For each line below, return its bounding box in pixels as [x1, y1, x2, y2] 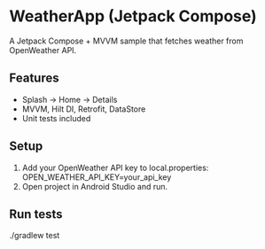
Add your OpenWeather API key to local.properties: [21, 162, 209, 173]
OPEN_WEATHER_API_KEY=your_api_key [21, 171, 172, 183]
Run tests [9, 206, 63, 222]
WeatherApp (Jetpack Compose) [9, 6, 257, 27]
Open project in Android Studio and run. [21, 181, 168, 191]
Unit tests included [21, 113, 91, 123]
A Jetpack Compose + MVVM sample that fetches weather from [9, 35, 244, 46]
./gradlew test [9, 230, 60, 241]
